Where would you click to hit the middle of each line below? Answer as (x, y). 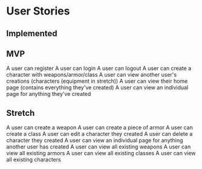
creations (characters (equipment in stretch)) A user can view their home (97, 81)
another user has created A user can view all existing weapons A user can (99, 147)
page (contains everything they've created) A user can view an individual (97, 88)
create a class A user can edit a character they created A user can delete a (99, 134)
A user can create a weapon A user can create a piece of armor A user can (100, 127)
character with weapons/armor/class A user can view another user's (92, 75)
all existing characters (34, 160)
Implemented (32, 33)
